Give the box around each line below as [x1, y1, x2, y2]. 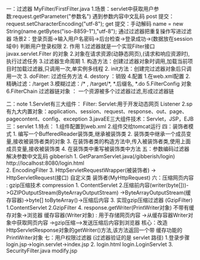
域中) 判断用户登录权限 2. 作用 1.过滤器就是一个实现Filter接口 [6, 43, 155, 50]
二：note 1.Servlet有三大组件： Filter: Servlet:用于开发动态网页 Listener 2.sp [6, 101, 193, 107]
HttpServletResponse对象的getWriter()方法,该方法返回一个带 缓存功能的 [6, 226, 183, 234]
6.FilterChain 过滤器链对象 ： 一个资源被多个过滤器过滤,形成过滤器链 [6, 87, 174, 95]
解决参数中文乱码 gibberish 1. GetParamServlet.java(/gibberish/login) [6, 153, 176, 160]
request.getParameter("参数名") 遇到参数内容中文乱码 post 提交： [13, 13, 174, 20]
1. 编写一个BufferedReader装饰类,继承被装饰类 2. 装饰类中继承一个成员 [13, 131, 186, 137]
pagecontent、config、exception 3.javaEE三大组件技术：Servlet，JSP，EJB [6, 116, 194, 122]
